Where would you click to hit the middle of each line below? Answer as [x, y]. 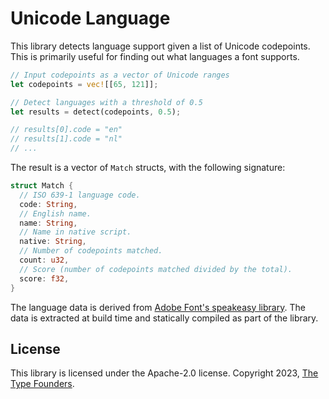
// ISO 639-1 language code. [80, 195]
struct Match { [42, 186]
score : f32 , [44, 278]
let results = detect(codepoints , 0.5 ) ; [96, 112]
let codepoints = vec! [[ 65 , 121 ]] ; [84, 84]
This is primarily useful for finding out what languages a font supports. [155, 56]
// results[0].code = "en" [66, 130]
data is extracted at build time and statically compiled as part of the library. [164, 318]
